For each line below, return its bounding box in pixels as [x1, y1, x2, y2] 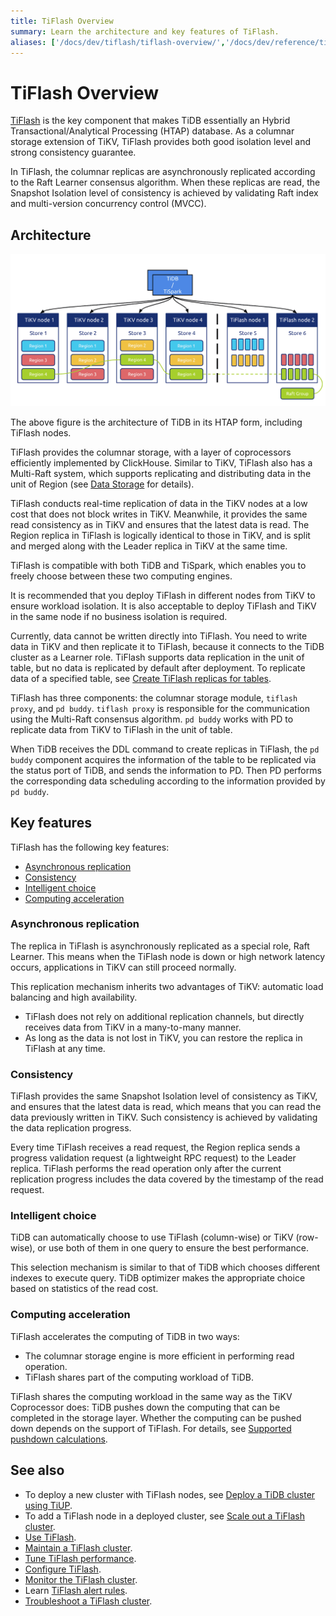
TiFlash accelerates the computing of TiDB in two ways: [10, 1330, 240, 1342]
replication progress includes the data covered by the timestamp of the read [10, 1173, 324, 1185]
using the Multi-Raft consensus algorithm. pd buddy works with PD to [10, 713, 294, 725]
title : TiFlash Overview [10, 16, 114, 26]
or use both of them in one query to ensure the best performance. [37, 1242, 309, 1254]
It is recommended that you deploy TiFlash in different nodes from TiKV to [10, 589, 316, 601]
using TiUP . [24, 1499, 73, 1511]
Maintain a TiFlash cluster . [24, 1541, 133, 1554]
